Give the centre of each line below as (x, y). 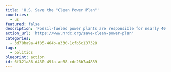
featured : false (23, 24)
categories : (18, 39)
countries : (17, 15)
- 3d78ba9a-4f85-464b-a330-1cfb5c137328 (54, 43)
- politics (22, 52)
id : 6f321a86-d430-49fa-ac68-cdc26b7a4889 (51, 62)
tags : (11, 48)
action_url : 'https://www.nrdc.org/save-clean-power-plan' (70, 33)
